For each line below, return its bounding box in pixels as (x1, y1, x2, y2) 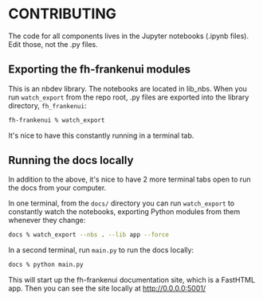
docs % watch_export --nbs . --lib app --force (8, 231, 170, 239)
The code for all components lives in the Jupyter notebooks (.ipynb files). (8, 31, 249, 41)
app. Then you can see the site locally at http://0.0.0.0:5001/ (8, 283, 206, 293)
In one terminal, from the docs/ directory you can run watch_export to (8, 198, 235, 208)
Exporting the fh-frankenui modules (8, 63, 191, 76)
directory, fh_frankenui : (8, 100, 87, 110)
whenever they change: (8, 216, 86, 225)
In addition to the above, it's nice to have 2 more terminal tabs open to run (8, 174, 251, 184)
